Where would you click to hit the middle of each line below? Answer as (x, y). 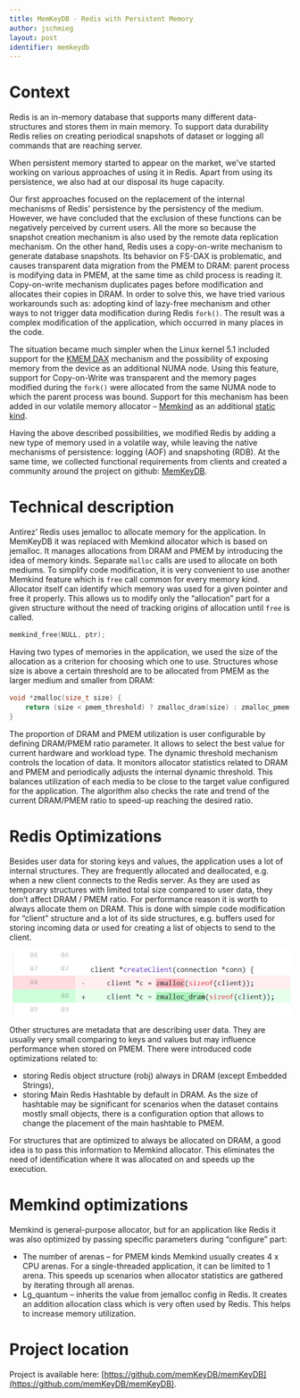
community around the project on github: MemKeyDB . (108, 471)
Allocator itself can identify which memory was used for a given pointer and (149, 589)
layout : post (33, 38)
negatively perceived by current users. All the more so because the (133, 228)
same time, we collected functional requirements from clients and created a (148, 462)
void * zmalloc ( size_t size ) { (66, 698)
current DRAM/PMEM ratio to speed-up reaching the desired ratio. (131, 800)
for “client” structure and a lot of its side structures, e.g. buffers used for (142, 918)
